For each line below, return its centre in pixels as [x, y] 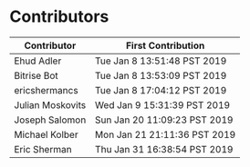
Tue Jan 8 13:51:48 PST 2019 [161, 61]
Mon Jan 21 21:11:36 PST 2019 [165, 134]
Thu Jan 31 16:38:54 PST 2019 [164, 149]
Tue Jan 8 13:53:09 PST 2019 [161, 75]
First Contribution [166, 45]
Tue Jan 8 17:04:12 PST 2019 [161, 90]
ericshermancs [47, 90]
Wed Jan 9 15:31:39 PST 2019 [162, 104]
